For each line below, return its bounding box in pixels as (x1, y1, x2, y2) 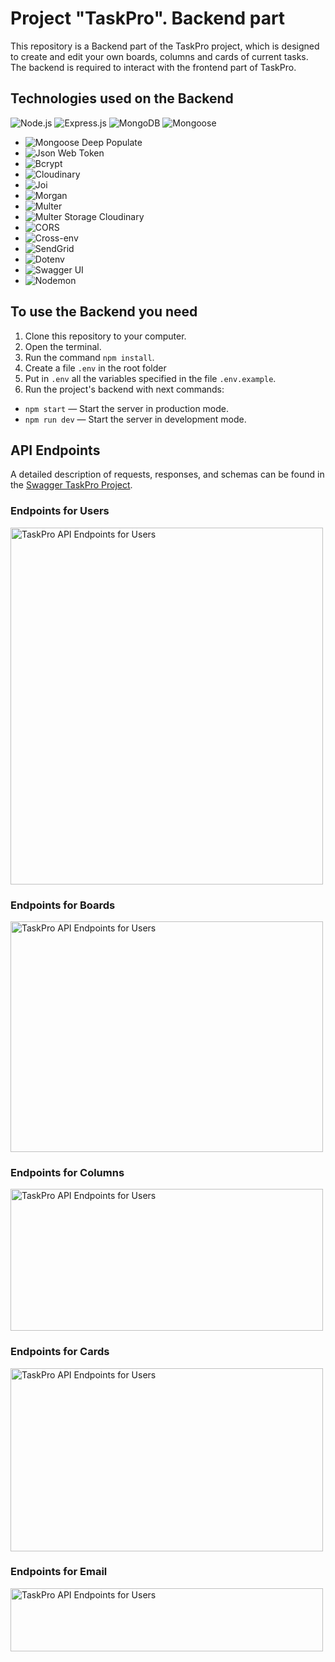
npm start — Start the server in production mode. (24, 402, 230, 414)
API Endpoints (10, 442, 101, 459)
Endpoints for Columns (10, 1165, 125, 1179)
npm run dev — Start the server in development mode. (24, 413, 247, 425)
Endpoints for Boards (10, 898, 116, 912)
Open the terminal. (24, 340, 102, 352)
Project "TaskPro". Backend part (10, 7, 286, 30)
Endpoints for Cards (10, 1345, 110, 1359)
